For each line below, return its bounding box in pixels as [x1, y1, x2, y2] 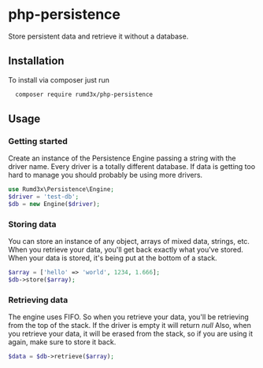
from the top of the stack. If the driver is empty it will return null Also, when [8, 321, 252, 330]
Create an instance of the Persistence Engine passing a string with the [8, 153, 236, 163]
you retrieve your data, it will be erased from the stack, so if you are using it [8, 329, 254, 339]
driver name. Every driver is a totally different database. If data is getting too [8, 162, 256, 171]
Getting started [8, 135, 69, 146]
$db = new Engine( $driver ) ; [8, 201, 101, 208]
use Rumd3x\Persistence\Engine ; [8, 186, 114, 193]
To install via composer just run [8, 75, 110, 84]
